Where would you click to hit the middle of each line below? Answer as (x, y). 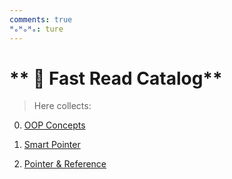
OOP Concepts (54, 125)
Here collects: (62, 106)
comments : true (41, 19)
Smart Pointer (52, 145)
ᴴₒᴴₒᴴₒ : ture (36, 29)
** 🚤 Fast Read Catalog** (116, 78)
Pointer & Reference (65, 164)
